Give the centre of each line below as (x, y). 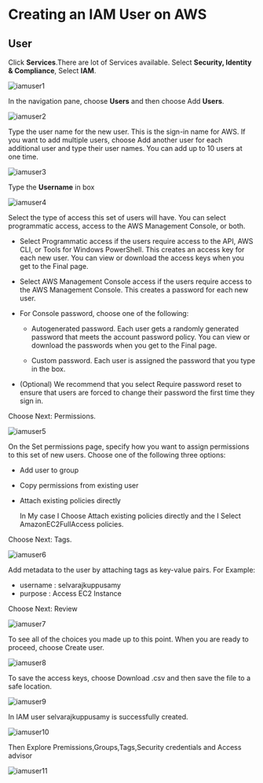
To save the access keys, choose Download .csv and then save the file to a (130, 678)
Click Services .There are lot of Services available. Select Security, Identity (130, 62)
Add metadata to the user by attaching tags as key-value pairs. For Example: (132, 570)
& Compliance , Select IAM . (52, 71)
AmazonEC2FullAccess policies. (71, 524)
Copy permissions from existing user (79, 485)
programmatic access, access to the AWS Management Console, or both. (127, 226)
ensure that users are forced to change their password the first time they (137, 392)
